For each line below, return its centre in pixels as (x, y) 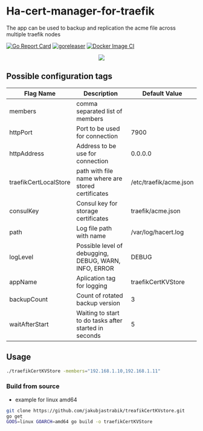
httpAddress (27, 154)
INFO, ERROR (95, 268)
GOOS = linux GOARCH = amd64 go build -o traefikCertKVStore (79, 422)
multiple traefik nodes (34, 34)
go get (14, 416)
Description (101, 93)
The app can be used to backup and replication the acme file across (91, 28)
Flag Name (40, 93)
